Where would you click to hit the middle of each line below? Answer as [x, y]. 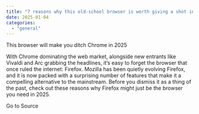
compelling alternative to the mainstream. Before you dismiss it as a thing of [99, 82]
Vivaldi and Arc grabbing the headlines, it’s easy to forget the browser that [97, 63]
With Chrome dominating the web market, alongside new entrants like [91, 56]
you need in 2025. [28, 94]
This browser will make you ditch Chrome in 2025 [67, 45]
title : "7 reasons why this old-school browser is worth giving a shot [96, 12]
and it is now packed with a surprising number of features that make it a [94, 75]
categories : [21, 23]
